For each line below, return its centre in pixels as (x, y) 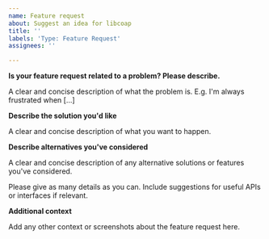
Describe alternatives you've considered (78, 147)
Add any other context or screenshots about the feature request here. (124, 227)
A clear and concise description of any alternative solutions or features (126, 163)
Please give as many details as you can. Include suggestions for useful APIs (134, 187)
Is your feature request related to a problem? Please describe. (114, 76)
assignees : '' (32, 46)
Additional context (40, 212)
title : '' (25, 31)
